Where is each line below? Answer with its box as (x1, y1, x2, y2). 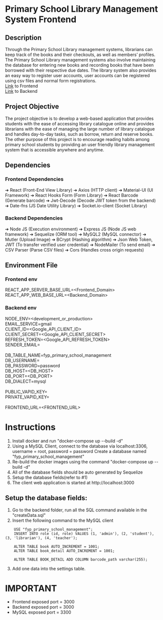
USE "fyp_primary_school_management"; (14, 527, 93, 532)
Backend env (5, 305, 37, 311)
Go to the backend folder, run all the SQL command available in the (12, 507, 147, 513)
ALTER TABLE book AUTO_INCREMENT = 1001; (14, 544, 99, 549)
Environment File (5, 261, 58, 270)
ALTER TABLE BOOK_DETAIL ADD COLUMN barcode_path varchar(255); (14, 557, 148, 562)
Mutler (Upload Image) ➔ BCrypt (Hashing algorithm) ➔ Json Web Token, (5, 236, 153, 242)
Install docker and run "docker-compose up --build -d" (12, 438, 123, 444)
